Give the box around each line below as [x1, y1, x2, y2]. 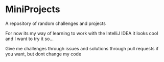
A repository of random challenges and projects [5, 20, 106, 26]
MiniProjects [5, 4, 60, 15]
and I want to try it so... [5, 36, 54, 42]
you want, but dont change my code [5, 51, 82, 57]
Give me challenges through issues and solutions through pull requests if [5, 45, 159, 51]
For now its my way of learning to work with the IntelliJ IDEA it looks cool [5, 30, 158, 36]
